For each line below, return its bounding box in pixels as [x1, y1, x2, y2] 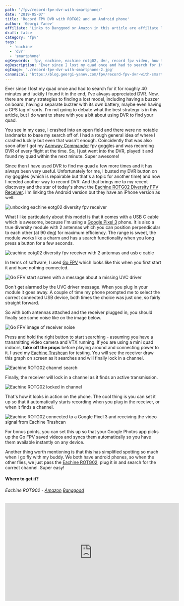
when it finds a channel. [5, 404, 54, 410]
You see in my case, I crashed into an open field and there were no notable [5, 127, 158, 133]
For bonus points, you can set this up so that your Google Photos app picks [5, 428, 159, 435]
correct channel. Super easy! [5, 464, 64, 470]
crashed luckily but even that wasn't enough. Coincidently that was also [5, 137, 152, 143]
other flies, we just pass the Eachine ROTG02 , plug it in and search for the [5, 459, 156, 465]
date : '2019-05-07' [5, 12, 46, 17]
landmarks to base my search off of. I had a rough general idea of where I [5, 132, 155, 138]
